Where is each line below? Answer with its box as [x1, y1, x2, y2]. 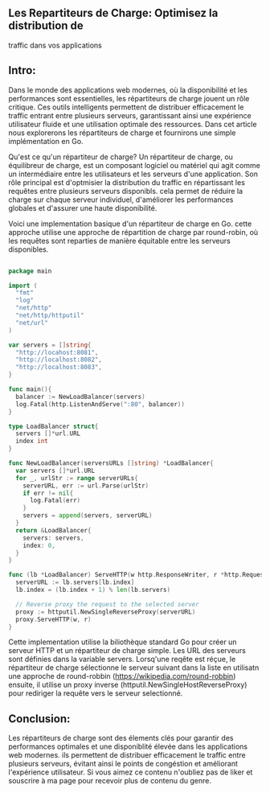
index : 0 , [22, 541, 56, 549]
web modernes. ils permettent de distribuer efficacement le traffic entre [8, 750, 247, 760]
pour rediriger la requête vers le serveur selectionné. [8, 688, 183, 698]
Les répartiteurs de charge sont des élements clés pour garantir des [8, 733, 234, 743]
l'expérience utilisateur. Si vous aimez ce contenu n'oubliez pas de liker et [8, 767, 253, 777]
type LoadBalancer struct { [8, 422, 99, 430]
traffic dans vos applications [8, 40, 103, 50]
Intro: [8, 64, 36, 77]
